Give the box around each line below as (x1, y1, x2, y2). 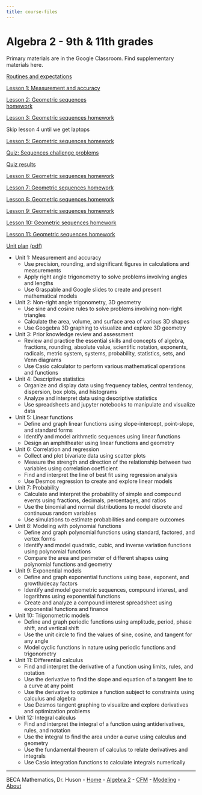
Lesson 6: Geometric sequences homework (6, 172, 114, 179)
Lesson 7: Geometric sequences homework (6, 184, 114, 191)
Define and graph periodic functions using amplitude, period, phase (23, 618, 192, 625)
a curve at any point (23, 682, 74, 689)
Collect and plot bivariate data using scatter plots (23, 452, 146, 459)
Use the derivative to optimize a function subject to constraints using (23, 688, 195, 695)
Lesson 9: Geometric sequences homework (6, 207, 114, 214)
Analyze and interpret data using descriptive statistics (23, 394, 158, 402)
